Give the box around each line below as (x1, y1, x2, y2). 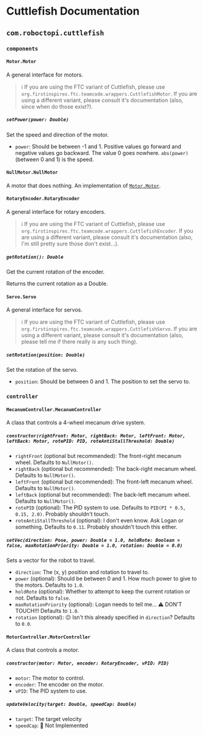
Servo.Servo (6, 293, 36, 300)
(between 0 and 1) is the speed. (15, 156, 94, 163)
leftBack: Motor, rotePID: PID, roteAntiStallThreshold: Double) (6, 438, 175, 444)
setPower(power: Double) (6, 117, 69, 123)
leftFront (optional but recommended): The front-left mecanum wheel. (15, 478, 193, 485)
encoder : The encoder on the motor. (15, 681, 104, 688)
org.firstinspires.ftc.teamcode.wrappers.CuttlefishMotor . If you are (21, 90, 198, 97)
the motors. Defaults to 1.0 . (15, 581, 84, 589)
